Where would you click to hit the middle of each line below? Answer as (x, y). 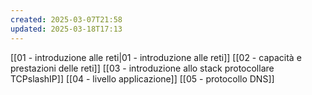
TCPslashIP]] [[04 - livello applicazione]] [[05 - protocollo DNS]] (142, 78)
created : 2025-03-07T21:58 (66, 19)
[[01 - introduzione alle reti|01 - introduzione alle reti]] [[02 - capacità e (156, 57)
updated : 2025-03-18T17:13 (66, 29)
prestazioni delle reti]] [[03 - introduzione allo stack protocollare (142, 68)
